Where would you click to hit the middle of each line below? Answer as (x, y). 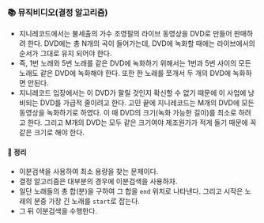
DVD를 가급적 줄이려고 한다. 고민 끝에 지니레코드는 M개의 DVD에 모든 (147, 103)
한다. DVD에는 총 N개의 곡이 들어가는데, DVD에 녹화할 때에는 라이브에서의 (141, 43)
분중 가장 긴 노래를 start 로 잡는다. (87, 201)
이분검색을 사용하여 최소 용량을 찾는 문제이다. (89, 171)
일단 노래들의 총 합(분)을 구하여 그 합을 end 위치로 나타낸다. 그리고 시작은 (131, 191)
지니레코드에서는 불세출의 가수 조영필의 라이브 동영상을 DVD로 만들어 (125, 34)
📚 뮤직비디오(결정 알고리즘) (58, 12)
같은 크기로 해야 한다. (51, 133)
